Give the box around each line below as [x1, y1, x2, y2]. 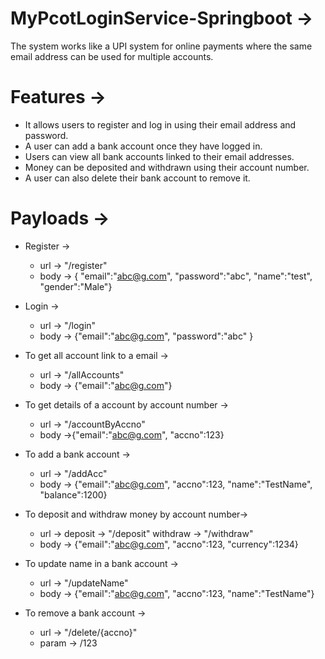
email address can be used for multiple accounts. [10, 50, 214, 62]
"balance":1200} [39, 488, 108, 501]
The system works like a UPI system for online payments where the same [10, 40, 313, 52]
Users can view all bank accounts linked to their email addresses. [24, 150, 295, 162]
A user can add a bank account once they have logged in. [24, 140, 263, 152]
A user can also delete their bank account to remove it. [24, 172, 251, 184]
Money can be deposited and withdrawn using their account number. [24, 161, 310, 173]
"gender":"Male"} [39, 280, 113, 292]
